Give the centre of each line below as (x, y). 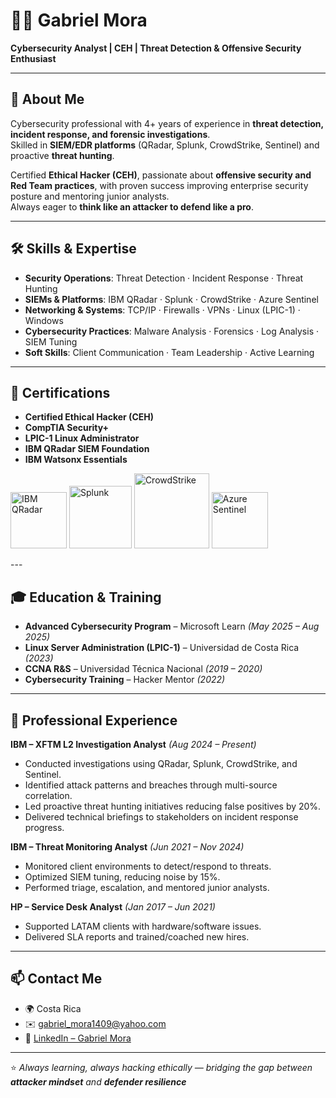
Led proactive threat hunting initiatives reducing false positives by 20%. (173, 806)
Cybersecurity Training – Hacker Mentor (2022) (125, 680)
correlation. (48, 795)
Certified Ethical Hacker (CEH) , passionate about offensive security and (161, 175)
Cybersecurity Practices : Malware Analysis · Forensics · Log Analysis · (171, 331)
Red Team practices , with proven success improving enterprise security (159, 185)
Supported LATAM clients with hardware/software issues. (143, 926)
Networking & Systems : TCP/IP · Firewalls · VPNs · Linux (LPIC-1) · (162, 310)
